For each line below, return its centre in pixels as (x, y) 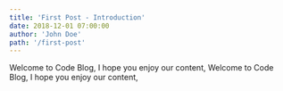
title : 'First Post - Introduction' (77, 17)
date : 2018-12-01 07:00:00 (59, 26)
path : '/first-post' (48, 42)
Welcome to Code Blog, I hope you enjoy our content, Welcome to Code (141, 68)
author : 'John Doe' (46, 34)
